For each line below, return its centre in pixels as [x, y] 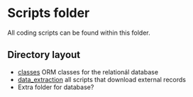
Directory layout [44, 55]
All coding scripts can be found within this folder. [79, 33]
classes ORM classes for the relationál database [88, 72]
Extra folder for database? [56, 87]
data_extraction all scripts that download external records [102, 79]
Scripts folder [49, 13]
